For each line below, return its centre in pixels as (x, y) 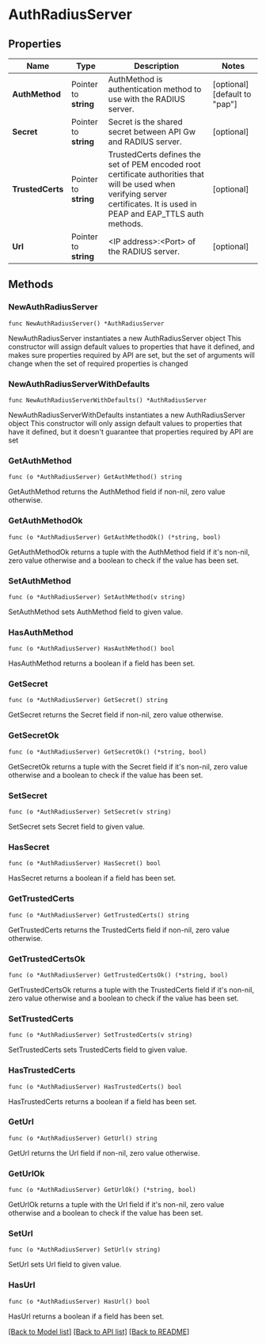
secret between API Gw (152, 132)
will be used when (142, 184)
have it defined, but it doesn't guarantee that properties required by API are (131, 431)
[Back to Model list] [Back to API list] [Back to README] (99, 1331)
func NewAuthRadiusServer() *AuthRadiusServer (86, 323)
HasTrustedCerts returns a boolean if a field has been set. (103, 1101)
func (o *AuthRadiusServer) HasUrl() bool (79, 1301)
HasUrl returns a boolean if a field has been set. (86, 1316)
